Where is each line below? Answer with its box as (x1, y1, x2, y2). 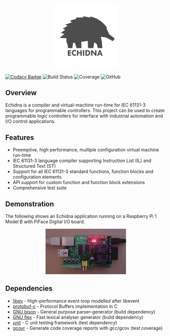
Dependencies (5, 284, 53, 293)
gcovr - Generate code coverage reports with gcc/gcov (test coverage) (12, 325, 163, 331)
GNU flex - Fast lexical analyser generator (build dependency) (12, 314, 143, 320)
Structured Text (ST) (12, 163, 56, 169)
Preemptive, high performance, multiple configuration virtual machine (12, 147, 159, 153)
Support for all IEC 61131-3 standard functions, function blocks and (12, 168, 154, 175)
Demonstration (5, 199, 55, 208)
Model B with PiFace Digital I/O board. (5, 219, 85, 225)
